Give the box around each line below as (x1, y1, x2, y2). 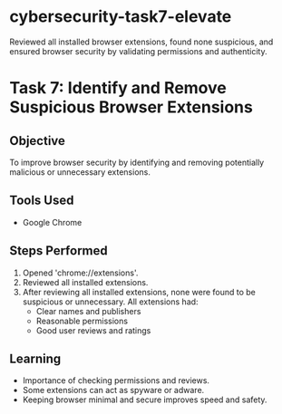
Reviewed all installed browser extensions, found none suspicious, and (9, 36, 274, 47)
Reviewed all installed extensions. (22, 276, 149, 287)
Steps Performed (9, 243, 109, 259)
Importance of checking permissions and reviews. (22, 375, 210, 386)
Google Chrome (22, 217, 83, 227)
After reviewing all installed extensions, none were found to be (22, 286, 257, 297)
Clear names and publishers (35, 305, 141, 316)
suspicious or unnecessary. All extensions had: (22, 296, 199, 307)
